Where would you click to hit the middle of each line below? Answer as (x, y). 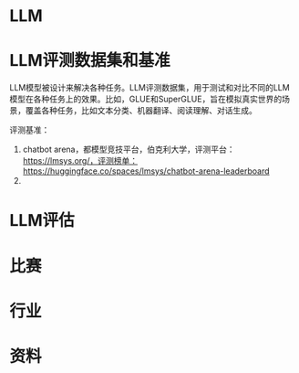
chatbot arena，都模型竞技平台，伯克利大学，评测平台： (129, 149)
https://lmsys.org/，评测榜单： (80, 161)
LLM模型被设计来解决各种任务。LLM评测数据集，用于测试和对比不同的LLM (149, 88)
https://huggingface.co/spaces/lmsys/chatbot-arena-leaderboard (146, 171)
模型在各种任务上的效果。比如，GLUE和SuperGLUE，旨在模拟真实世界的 (146, 99)
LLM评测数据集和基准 (90, 61)
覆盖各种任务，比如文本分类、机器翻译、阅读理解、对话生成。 (141, 111)
